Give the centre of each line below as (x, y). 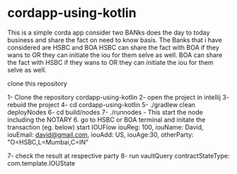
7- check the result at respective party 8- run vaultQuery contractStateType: (118, 156)
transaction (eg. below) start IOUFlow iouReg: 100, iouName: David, (105, 127)
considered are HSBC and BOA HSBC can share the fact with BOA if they (113, 47)
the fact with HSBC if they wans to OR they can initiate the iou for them (110, 62)
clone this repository (37, 83)
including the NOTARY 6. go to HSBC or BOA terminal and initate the (106, 119)
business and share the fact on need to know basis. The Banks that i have (115, 39)
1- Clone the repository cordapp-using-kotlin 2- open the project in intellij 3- (118, 97)
